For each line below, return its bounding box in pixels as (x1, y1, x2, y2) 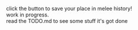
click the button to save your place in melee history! (6, 5, 132, 12)
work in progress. (6, 11, 49, 18)
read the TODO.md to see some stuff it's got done (6, 18, 128, 24)
